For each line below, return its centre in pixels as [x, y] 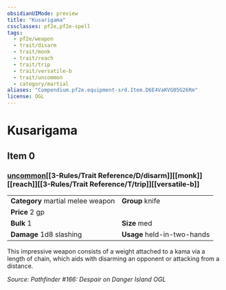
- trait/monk [32, 52]
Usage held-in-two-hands [166, 234]
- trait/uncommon [38, 77]
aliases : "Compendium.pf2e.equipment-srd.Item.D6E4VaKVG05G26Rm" [102, 90]
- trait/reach [33, 58]
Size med [137, 223]
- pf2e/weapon [33, 39]
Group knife [140, 201]
